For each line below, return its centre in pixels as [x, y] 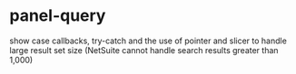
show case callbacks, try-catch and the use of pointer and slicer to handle [148, 41]
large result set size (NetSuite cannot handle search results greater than [144, 50]
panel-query [58, 16]
